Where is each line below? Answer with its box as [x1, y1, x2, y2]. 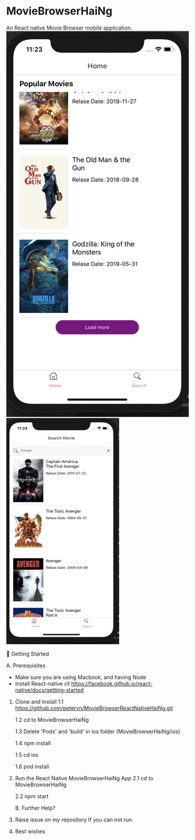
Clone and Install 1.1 [14, 698, 64, 705]
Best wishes [14, 827, 46, 835]
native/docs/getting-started [14, 686, 84, 693]
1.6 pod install [14, 763, 49, 770]
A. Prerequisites [6, 662, 46, 669]
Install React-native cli [14, 680, 70, 687]
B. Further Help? [14, 804, 56, 812]
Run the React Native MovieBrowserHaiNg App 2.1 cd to [14, 774, 153, 782]
